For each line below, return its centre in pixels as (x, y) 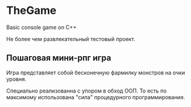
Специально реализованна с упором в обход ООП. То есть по (87, 91)
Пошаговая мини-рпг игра (59, 58)
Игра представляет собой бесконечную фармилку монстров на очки (96, 73)
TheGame (31, 11)
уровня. (16, 79)
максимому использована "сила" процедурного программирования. (96, 97)
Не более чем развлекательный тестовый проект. (71, 39)
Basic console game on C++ (41, 27)
